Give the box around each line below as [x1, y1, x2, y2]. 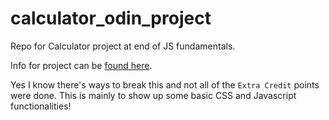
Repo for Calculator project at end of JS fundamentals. [10, 40, 236, 52]
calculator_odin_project [10, 7, 212, 30]
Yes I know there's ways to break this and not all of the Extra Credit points [10, 78, 320, 91]
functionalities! [10, 100, 72, 112]
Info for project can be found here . [10, 59, 153, 71]
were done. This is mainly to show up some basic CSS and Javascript [10, 89, 297, 101]
